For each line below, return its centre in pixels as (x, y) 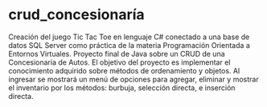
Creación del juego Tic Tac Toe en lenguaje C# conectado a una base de (129, 37)
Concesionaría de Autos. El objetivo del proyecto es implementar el (119, 62)
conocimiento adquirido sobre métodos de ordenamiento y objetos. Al (124, 70)
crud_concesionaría (76, 15)
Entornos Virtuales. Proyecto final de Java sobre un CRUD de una (117, 53)
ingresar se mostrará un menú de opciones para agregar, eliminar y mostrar (133, 79)
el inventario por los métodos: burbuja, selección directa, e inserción (122, 87)
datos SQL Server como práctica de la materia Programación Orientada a (129, 45)
